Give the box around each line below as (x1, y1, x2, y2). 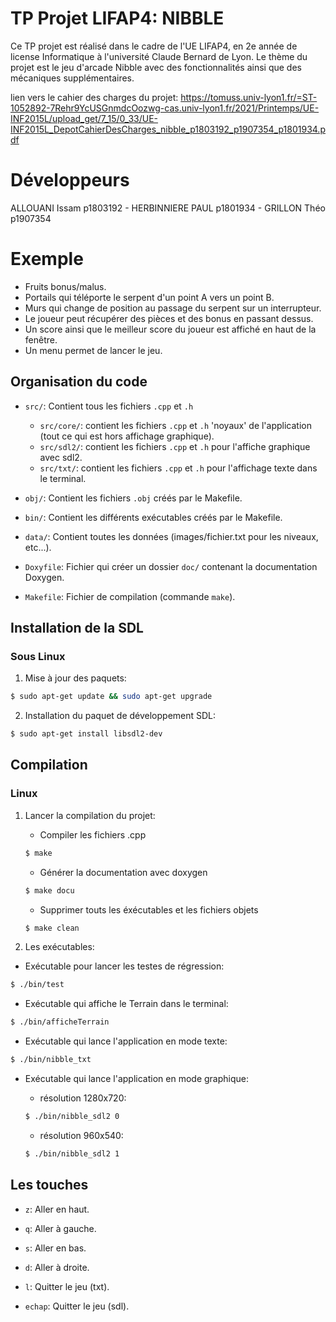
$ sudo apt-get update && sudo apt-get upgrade (10, 692, 213, 702)
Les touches (10, 1177, 89, 1194)
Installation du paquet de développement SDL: (24, 710, 217, 722)
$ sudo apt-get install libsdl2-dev (10, 729, 163, 739)
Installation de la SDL (10, 620, 144, 637)
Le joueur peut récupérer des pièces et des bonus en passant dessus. (24, 312, 314, 324)
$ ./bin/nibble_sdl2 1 (24, 1148, 120, 1159)
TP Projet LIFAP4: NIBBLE (10, 7, 225, 30)
